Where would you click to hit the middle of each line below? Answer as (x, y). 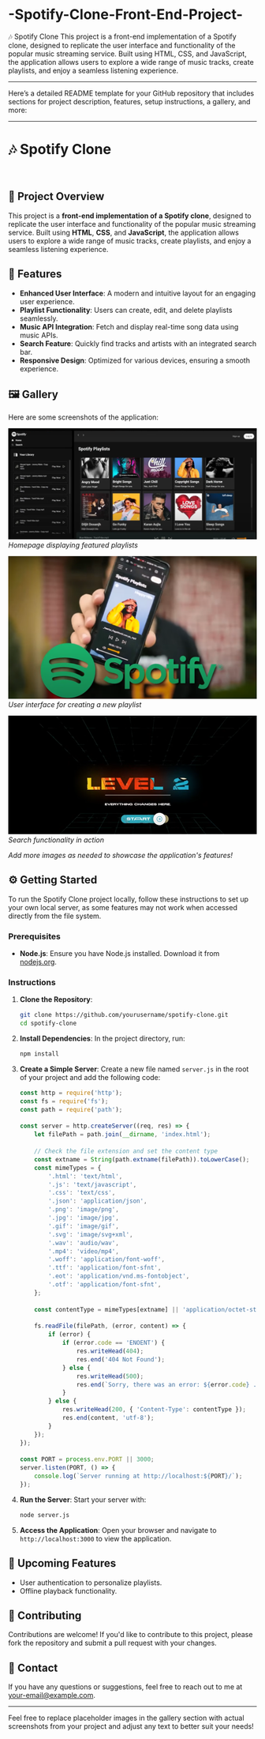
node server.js (45, 1515)
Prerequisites (34, 936)
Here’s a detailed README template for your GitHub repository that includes (131, 93)
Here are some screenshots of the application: (84, 417)
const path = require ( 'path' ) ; (71, 1109)
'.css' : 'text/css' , (82, 1193)
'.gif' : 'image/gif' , (84, 1226)
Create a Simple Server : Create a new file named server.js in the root (134, 1069)
